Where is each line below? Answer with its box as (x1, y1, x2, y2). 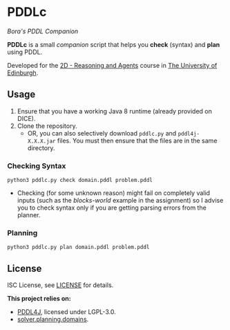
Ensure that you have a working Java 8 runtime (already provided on (17, 107, 213, 115)
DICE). (17, 114, 36, 122)
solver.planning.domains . (17, 315, 89, 324)
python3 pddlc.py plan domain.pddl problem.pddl (7, 244, 150, 251)
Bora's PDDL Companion (7, 27, 79, 35)
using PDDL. (7, 48, 43, 56)
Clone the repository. (17, 122, 77, 130)
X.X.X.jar (27, 138, 57, 145)
